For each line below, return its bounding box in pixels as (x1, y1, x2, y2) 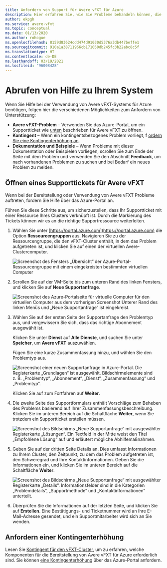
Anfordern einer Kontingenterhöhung (5, 533, 124, 541)
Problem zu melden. (12, 164, 54, 170)
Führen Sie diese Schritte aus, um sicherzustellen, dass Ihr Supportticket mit (5, 207, 162, 213)
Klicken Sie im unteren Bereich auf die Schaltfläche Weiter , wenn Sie (12, 410, 154, 416)
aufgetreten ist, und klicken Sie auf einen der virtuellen (12, 243, 125, 249)
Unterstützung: (5, 112, 36, 118)
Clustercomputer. (12, 248, 48, 254)
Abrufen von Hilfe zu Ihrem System (5, 85, 154, 96)
